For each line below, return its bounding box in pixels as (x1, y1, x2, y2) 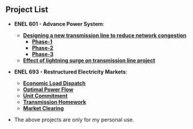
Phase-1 (31, 38, 53, 45)
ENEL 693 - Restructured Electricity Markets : (14, 68, 128, 75)
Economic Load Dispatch (22, 80, 86, 87)
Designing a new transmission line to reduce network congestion (22, 32, 187, 39)
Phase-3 (31, 50, 54, 58)
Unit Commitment (22, 92, 68, 99)
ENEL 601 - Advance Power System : (14, 20, 105, 27)
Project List (5, 5, 49, 15)
